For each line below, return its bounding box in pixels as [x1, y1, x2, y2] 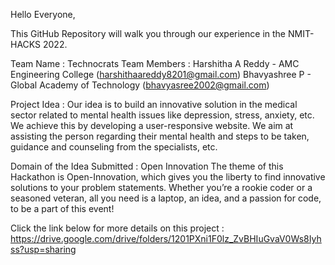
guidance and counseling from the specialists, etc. [10, 141, 218, 153]
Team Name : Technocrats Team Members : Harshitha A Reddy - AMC [10, 58, 300, 69]
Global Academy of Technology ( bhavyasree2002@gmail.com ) [10, 79, 270, 91]
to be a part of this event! [10, 203, 115, 214]
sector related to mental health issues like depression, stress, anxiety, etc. [10, 109, 315, 121]
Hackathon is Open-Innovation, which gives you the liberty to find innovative [10, 171, 326, 183]
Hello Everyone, [10, 9, 76, 20]
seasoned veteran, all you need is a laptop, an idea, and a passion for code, [10, 192, 322, 204]
